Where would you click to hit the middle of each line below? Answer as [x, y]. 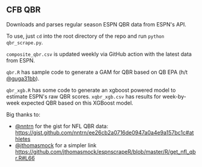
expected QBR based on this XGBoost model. [77, 103]
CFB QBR [24, 10]
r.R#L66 [25, 158]
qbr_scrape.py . [25, 42]
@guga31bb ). [23, 78]
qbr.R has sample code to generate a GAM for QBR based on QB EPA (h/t [97, 72]
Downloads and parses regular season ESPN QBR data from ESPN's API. [96, 24]
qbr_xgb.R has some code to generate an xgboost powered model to [91, 90]
